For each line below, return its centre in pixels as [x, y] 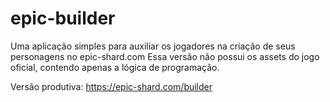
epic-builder [63, 18]
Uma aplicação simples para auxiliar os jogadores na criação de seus [153, 46]
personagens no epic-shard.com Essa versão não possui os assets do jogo [165, 56]
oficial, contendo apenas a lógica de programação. [115, 67]
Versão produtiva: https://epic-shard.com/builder [111, 86]
